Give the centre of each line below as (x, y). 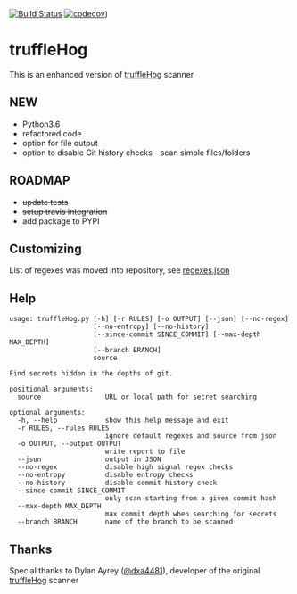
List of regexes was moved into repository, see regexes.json (120, 270)
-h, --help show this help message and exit (123, 421)
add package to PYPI (61, 221)
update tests (45, 202)
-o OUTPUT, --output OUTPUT (70, 444)
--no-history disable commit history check (117, 483)
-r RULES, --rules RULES (63, 428)
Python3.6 (41, 124)
